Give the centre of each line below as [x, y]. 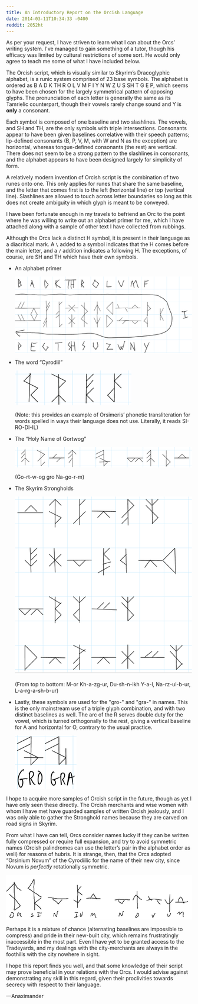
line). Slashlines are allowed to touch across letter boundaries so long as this [99, 196]
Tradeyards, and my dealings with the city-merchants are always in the [92, 948]
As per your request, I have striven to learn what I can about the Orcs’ [91, 43]
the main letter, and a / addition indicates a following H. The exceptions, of [97, 251]
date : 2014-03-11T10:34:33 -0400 [47, 19]
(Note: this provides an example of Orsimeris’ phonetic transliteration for [102, 415]
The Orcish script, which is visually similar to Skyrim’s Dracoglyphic [88, 73]
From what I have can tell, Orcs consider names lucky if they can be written [98, 835]
